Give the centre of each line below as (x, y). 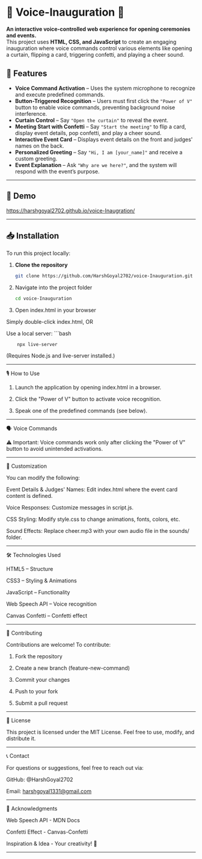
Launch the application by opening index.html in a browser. (88, 388)
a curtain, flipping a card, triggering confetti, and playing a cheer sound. (95, 54)
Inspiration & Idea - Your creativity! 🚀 (52, 844)
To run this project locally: (38, 253)
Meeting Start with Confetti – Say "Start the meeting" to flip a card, (100, 127)
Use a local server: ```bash (39, 333)
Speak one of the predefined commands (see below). (81, 411)
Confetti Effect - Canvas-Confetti (47, 832)
